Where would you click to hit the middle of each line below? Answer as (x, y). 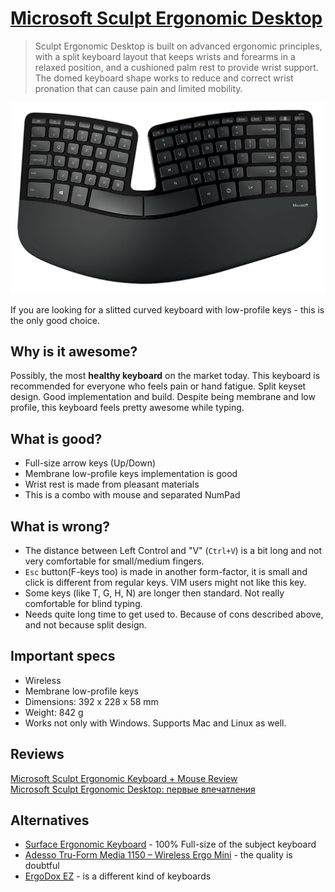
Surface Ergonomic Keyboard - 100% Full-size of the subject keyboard (170, 844)
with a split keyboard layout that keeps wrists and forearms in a (165, 56)
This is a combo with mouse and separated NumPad (132, 495)
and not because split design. (85, 625)
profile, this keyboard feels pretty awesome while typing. (127, 408)
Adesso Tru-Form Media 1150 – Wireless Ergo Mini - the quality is (158, 855)
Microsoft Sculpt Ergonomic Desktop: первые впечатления (133, 789)
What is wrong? (60, 526)
